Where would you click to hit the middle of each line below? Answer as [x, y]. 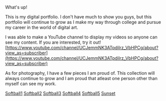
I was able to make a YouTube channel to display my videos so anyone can [81, 37]
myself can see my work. [31, 84]
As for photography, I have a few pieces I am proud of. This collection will [80, 73]
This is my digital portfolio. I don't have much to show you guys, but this [79, 17]
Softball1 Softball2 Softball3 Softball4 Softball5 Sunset [60, 93]
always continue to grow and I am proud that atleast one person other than [81, 78]
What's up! [16, 7]
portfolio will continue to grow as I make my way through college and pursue [83, 22]
